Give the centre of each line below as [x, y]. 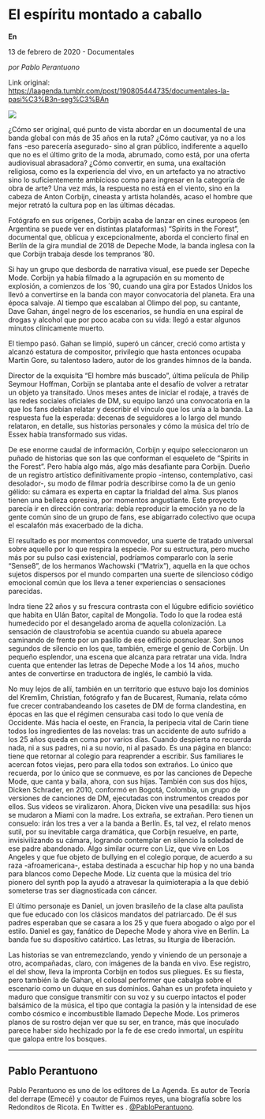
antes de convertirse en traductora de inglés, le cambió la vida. [110, 673]
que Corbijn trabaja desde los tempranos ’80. [82, 254]
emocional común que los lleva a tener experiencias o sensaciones [117, 582]
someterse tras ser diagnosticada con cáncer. [83, 890]
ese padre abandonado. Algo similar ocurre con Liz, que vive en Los [119, 849]
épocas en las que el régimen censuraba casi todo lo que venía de [116, 714]
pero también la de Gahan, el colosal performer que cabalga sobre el [120, 980]
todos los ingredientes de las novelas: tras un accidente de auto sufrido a [127, 731]
